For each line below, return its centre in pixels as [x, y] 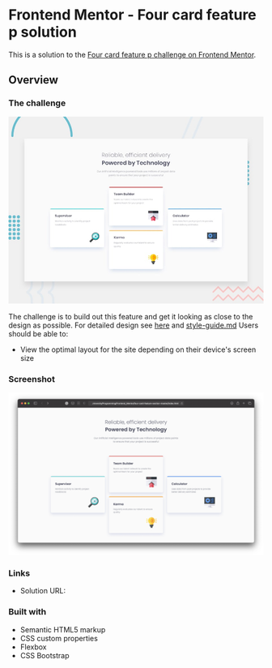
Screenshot [32, 379]
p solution [42, 32]
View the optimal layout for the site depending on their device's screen [138, 349]
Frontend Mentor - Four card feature [132, 15]
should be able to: [38, 334]
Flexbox [33, 647]
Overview [34, 80]
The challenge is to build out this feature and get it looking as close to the [131, 317]
